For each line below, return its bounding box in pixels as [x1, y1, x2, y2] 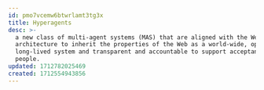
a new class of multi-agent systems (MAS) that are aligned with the [15, 33, 247, 41]
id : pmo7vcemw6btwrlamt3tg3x [8, 11, 104, 20]
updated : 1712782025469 [8, 63, 86, 70]
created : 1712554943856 [8, 70, 86, 77]
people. [15, 56, 41, 63]
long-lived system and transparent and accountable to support [15, 48, 226, 56]
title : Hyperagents [8, 19, 72, 27]
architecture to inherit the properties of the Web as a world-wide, [15, 41, 247, 49]
